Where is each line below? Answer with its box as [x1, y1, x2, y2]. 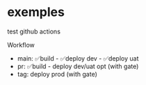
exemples [7, 4, 65, 20]
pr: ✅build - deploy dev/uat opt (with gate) [17, 62, 139, 70]
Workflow [7, 40, 35, 49]
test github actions [7, 27, 61, 36]
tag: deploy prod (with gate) [17, 70, 97, 78]
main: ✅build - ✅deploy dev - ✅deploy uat [17, 54, 139, 63]
